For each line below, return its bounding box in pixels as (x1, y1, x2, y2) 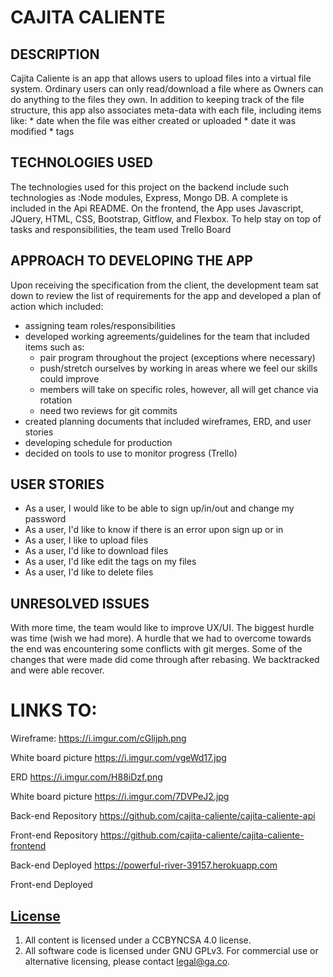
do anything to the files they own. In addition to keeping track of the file (10, 94, 305, 105)
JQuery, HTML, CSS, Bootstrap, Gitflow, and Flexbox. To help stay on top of (10, 212, 322, 225)
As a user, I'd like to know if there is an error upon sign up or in (24, 524, 284, 536)
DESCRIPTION (10, 46, 100, 63)
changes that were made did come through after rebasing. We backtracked (10, 654, 320, 666)
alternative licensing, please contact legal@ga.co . (24, 956, 231, 967)
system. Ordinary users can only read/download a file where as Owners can (10, 83, 324, 95)
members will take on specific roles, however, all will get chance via (39, 383, 319, 395)
